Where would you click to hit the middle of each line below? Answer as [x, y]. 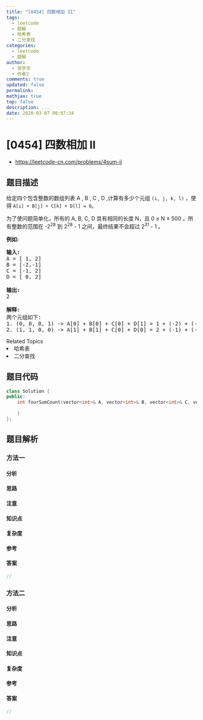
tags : [13, 18]
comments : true [25, 79]
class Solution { [28, 391]
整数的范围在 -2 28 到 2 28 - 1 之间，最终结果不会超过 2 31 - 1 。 [87, 226]
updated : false [25, 85]
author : [16, 62]
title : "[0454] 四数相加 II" [41, 12]
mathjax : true [24, 96]
